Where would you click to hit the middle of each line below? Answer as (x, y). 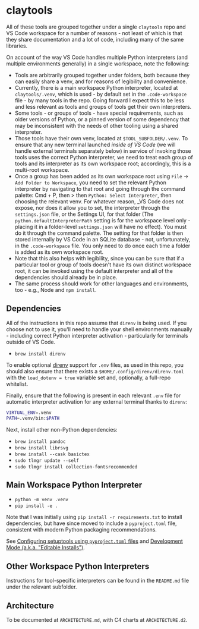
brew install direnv (40, 354)
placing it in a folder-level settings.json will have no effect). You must (101, 227)
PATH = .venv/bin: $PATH (33, 418)
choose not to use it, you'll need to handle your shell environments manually (99, 329)
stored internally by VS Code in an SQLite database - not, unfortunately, (102, 239)
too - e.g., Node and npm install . (56, 290)
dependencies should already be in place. (66, 277)
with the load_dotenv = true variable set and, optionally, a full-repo (89, 378)
